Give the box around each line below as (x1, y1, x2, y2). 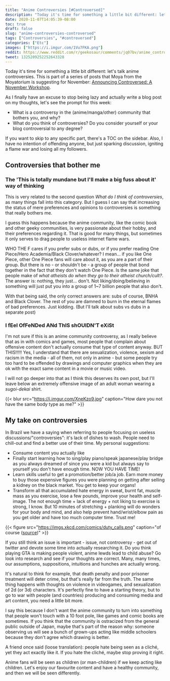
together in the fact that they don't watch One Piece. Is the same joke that (5, 267, 159, 273)
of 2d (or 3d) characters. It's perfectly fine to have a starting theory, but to (5, 587, 160, 593)
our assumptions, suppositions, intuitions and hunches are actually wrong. (5, 561, 160, 567)
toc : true (5, 21, 26, 27)
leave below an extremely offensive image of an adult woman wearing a (5, 380, 155, 387)
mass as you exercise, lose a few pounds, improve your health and (12, 493, 152, 499)
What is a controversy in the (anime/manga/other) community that (12, 109, 151, 115)
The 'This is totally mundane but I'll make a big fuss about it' (5, 176, 156, 183)
